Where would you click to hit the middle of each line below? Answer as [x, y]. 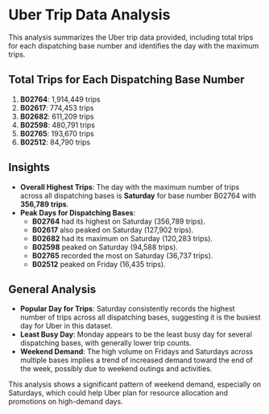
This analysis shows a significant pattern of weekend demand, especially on [135, 384]
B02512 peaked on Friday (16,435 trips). [99, 264]
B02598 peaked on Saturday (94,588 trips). [105, 247]
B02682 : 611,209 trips [57, 116]
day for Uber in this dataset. [66, 326]
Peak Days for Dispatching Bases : [78, 212]
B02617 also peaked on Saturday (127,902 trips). [113, 230]
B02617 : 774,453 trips [57, 107]
